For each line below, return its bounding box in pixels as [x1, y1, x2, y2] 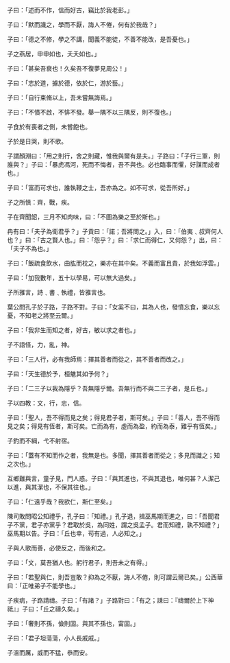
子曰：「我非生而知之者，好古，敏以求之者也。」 [7, 326, 139, 334]
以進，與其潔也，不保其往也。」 [7, 483, 94, 491]
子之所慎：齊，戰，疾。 [7, 198, 73, 206]
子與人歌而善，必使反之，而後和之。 [7, 544, 110, 552]
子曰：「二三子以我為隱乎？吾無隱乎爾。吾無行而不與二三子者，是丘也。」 [7, 384, 211, 393]
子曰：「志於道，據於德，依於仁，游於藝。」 [7, 79, 127, 87]
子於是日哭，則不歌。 [7, 137, 67, 146]
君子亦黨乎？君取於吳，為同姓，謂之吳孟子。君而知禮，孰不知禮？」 [30, 521, 223, 528]
